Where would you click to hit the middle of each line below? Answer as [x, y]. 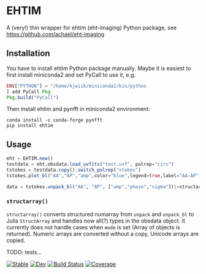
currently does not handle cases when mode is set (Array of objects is [93, 227]
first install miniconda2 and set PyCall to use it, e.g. [71, 75]
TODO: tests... [24, 252]
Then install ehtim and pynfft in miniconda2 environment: [78, 109]
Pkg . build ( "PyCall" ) [33, 97]
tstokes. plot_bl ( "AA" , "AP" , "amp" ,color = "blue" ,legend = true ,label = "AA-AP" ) [104, 175]
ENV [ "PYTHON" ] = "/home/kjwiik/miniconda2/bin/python [77, 86]
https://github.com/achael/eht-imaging [55, 34]
